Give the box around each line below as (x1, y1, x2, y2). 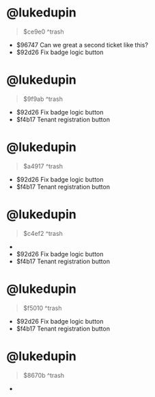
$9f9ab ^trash (23, 95, 63, 103)
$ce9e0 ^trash (23, 27, 64, 36)
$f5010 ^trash (23, 304, 62, 312)
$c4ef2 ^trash (23, 229, 63, 237)
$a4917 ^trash (23, 162, 63, 170)
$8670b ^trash (23, 371, 65, 379)
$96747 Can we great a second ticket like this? (16, 40, 148, 49)
